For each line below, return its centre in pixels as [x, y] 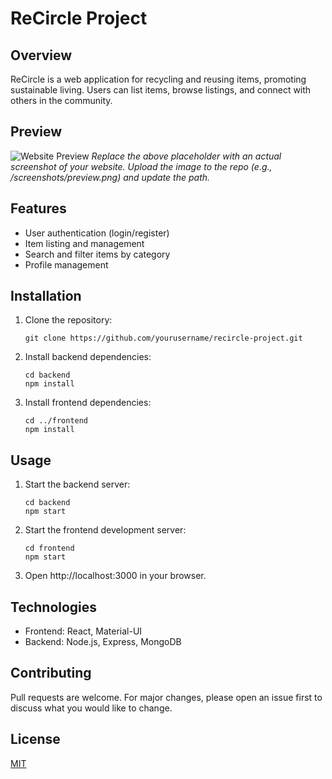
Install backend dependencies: [88, 357]
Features [38, 208]
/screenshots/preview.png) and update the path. [110, 177]
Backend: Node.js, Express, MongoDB [103, 642]
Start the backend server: [77, 484]
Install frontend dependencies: [88, 403]
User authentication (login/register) [97, 233]
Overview [41, 55]
